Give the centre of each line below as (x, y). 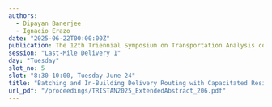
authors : (23, 16)
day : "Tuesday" (34, 61)
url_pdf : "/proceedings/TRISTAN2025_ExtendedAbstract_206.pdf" (117, 91)
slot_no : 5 (27, 68)
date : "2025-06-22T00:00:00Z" (59, 38)
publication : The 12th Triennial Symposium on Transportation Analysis (132, 46)
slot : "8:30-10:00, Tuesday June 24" (72, 76)
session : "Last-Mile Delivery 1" (65, 53)
